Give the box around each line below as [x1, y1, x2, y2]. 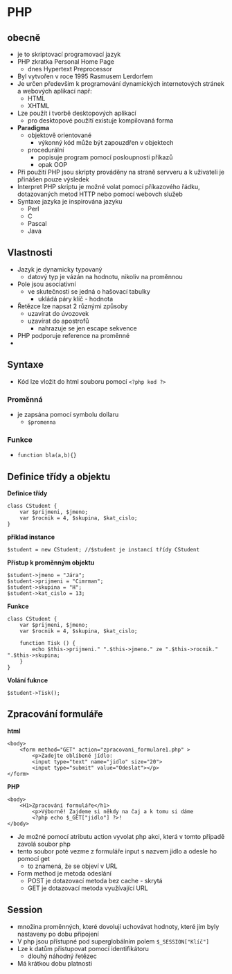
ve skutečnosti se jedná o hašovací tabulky [27, 287, 151, 295]
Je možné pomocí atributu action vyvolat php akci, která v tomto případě [17, 832, 225, 840]
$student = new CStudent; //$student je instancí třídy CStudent [7, 547, 199, 554]
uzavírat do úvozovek [27, 309, 89, 317]
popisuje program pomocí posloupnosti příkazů [37, 153, 173, 161]
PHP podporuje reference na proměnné [17, 331, 130, 339]
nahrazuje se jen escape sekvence [37, 324, 137, 333]
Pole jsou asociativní [17, 280, 76, 288]
